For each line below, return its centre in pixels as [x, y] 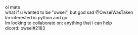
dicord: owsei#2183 [25, 28]
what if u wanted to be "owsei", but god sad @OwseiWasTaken [69, 12]
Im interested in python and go [36, 17]
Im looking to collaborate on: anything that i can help [59, 23]
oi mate [13, 7]
